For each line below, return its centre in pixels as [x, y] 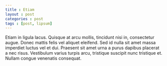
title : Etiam [20, 10]
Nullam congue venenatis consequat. [43, 58]
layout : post [20, 14]
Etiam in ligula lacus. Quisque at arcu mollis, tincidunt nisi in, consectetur [80, 37]
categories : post [24, 19]
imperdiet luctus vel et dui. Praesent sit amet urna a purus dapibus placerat [82, 48]
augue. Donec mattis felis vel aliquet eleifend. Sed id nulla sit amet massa [81, 43]
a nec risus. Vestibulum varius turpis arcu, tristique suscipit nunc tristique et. [84, 53]
